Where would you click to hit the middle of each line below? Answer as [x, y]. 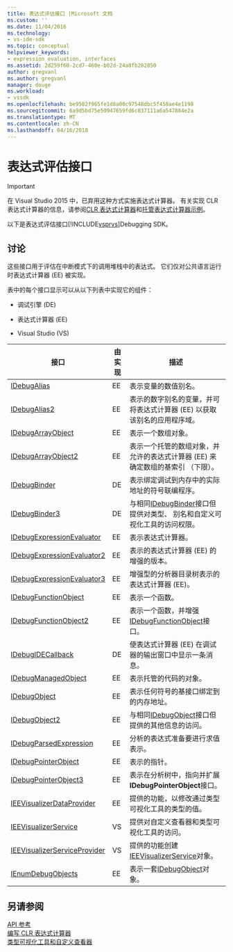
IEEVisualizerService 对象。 [173, 856]
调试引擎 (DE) [37, 305]
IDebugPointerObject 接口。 [175, 786]
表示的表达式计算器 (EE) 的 [173, 550]
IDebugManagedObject [49, 678]
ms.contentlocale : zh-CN [43, 124]
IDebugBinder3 [35, 514]
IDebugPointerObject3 [47, 780]
